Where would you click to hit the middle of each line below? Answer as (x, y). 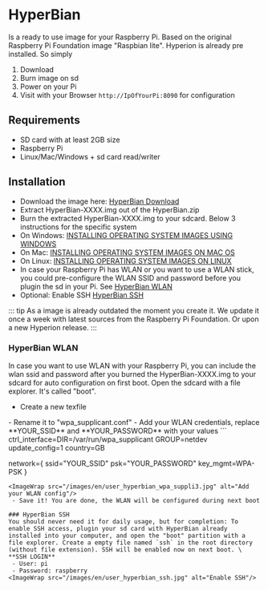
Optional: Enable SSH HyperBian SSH (82, 295)
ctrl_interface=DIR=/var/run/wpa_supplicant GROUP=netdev (108, 439)
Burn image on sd (49, 78)
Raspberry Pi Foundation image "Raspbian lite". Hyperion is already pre (126, 45)
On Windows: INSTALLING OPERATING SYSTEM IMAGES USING (126, 235)
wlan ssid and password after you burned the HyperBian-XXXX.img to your (132, 374)
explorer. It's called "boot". (52, 391)
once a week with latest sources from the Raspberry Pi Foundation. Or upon (134, 319)
